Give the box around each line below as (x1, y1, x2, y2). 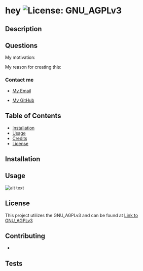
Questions (5, 41, 38, 49)
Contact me (5, 77, 34, 84)
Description (5, 25, 42, 33)
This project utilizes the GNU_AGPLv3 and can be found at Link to (5, 212, 138, 218)
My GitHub (12, 97, 35, 103)
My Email (12, 88, 31, 93)
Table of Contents (5, 112, 62, 120)
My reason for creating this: (5, 64, 62, 70)
